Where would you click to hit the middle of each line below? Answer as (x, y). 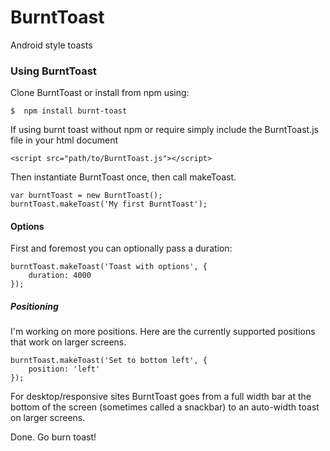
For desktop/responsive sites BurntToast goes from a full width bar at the (161, 397)
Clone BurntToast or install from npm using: (100, 93)
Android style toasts (51, 45)
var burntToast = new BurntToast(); (86, 196)
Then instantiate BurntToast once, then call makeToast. (123, 177)
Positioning (34, 307)
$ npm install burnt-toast (69, 111)
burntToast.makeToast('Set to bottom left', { (109, 361)
